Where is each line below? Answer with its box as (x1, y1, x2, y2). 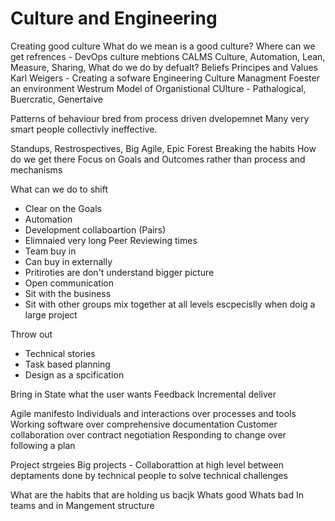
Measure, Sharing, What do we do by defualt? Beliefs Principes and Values (10, 61, 318, 73)
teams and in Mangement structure (10, 499, 155, 511)
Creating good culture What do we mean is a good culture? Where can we (10, 40, 316, 52)
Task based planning (24, 358, 111, 370)
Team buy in (24, 245, 77, 257)
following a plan (10, 439, 76, 451)
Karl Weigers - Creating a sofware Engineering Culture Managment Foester (10, 72, 320, 84)
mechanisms (10, 163, 63, 176)
